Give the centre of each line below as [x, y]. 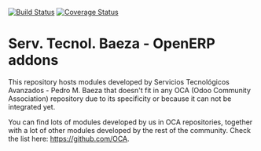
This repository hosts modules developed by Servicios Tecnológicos [119, 81]
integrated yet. [32, 106]
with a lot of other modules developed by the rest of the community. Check [130, 130]
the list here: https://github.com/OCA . [69, 138]
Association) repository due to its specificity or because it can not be [120, 99]
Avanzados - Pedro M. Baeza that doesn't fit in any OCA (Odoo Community [130, 90]
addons [33, 61]
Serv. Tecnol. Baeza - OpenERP [112, 44]
